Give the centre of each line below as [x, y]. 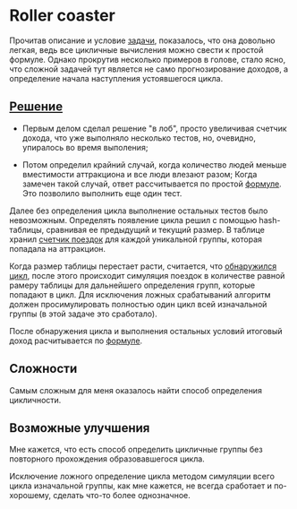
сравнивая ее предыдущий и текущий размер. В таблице [156, 229]
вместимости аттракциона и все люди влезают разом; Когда [140, 174]
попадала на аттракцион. [57, 248]
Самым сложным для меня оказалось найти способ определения [136, 390]
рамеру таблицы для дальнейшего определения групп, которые [132, 285]
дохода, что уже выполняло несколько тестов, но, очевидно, [139, 138]
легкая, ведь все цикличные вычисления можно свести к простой [136, 49]
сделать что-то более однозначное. [122, 496]
